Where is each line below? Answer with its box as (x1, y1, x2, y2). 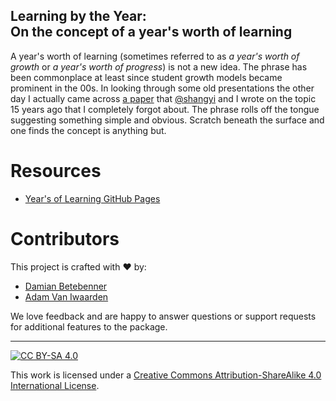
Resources (10, 160, 102, 182)
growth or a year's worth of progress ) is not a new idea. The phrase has (10, 60, 308, 73)
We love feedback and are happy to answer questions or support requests (10, 310, 317, 322)
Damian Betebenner (24, 280, 108, 292)
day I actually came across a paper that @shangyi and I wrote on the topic (10, 92, 317, 104)
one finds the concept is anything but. (10, 124, 167, 136)
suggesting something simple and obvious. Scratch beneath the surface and (10, 114, 325, 126)
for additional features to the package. (10, 320, 168, 333)
